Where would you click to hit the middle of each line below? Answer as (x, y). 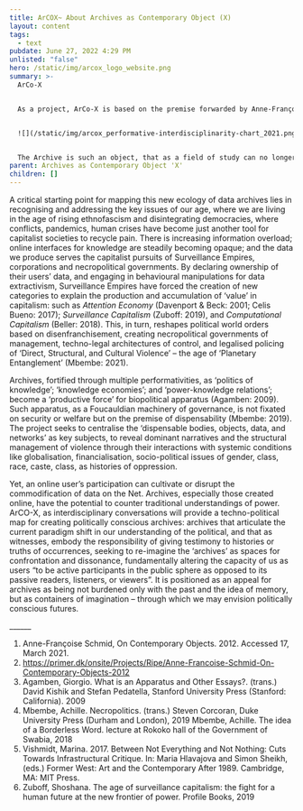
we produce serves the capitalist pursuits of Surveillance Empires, (132, 257)
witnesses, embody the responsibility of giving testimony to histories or (142, 541)
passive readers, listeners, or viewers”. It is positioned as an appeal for (141, 580)
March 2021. (46, 653)
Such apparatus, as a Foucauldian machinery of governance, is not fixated (147, 409)
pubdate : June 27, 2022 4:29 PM (70, 51)
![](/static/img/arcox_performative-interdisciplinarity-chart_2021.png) (159, 133)
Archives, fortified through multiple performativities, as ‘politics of (132, 380)
